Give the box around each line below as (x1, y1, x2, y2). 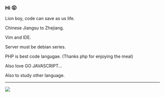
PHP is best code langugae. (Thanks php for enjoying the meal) (5, 53, 134, 59)
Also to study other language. (5, 73, 65, 78)
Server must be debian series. (5, 44, 66, 50)
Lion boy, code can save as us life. (5, 16, 75, 22)
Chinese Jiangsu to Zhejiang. (5, 25, 64, 31)
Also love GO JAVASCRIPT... (5, 63, 62, 69)
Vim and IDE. (5, 34, 31, 41)
